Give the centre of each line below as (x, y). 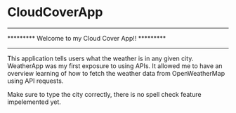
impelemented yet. (34, 102)
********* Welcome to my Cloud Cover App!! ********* (87, 38)
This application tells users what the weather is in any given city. (100, 58)
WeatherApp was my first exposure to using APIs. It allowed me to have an (115, 66)
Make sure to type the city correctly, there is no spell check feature (104, 94)
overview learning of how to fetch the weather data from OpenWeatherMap (116, 73)
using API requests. (35, 81)
